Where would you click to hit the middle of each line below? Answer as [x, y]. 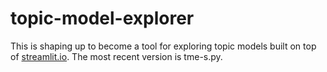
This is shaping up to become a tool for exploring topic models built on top [163, 46]
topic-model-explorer [102, 18]
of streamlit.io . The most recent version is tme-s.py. [116, 56]
